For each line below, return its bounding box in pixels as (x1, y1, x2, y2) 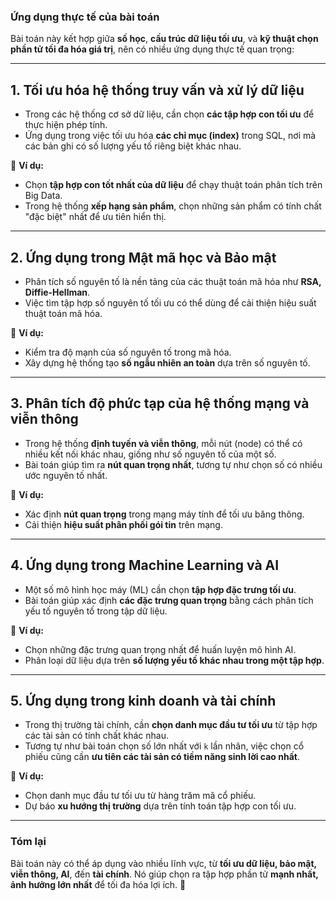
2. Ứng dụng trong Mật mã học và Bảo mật (10, 249, 277, 266)
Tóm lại (10, 835, 47, 849)
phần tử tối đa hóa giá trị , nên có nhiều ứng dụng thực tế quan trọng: (10, 43, 295, 55)
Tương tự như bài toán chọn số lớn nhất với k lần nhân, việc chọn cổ (24, 740, 305, 752)
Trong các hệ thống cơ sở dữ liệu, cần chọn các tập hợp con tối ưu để (24, 108, 315, 120)
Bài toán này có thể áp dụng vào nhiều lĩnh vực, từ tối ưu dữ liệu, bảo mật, (10, 857, 317, 869)
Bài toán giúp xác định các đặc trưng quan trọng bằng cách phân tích (24, 594, 314, 606)
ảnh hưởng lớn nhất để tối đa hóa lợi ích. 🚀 (10, 878, 187, 890)
